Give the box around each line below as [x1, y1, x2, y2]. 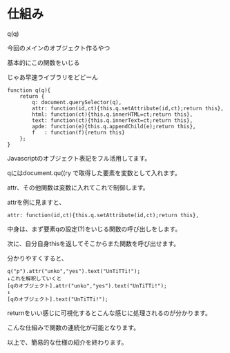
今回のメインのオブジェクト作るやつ [7, 43, 111, 52]
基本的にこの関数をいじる [7, 58, 80, 66]
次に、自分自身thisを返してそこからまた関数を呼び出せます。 [7, 239, 180, 248]
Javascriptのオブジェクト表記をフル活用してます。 [7, 154, 151, 162]
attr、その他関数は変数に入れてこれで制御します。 [7, 183, 150, 192]
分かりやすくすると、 [7, 254, 68, 262]
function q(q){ [7, 87, 51, 94]
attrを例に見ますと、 [7, 198, 66, 206]
